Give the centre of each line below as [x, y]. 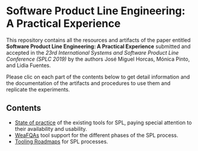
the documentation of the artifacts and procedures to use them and [88, 83]
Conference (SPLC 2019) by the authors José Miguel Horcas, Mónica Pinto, [98, 59]
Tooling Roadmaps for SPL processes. [61, 141]
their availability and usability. [51, 128]
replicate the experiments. [38, 89]
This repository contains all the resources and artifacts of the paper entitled [98, 40]
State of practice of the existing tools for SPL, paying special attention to [103, 122]
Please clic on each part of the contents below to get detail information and [98, 77]
